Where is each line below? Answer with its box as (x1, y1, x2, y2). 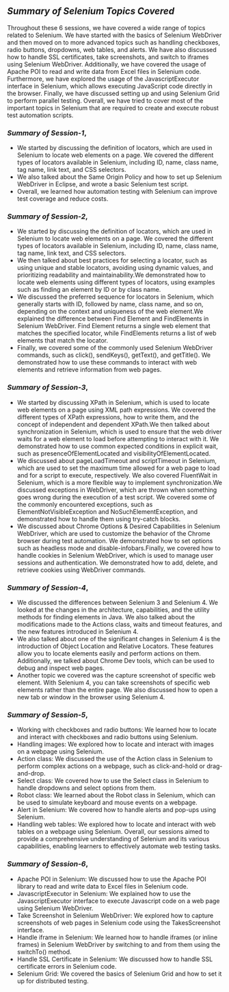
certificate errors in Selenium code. (16, 962, 117, 970)
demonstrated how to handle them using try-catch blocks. (16, 514, 181, 523)
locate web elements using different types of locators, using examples (16, 278, 215, 286)
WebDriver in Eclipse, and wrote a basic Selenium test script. (16, 180, 189, 188)
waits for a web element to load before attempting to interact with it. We (16, 434, 219, 443)
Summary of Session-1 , (7, 128, 87, 138)
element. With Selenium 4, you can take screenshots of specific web (16, 678, 211, 686)
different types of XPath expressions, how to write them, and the (16, 412, 200, 421)
